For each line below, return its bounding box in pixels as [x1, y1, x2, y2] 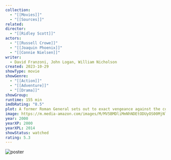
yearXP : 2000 [5, 120, 33, 126]
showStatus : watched [5, 130, 49, 135]
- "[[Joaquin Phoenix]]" [10, 45, 63, 50]
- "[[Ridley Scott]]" [10, 31, 56, 36]
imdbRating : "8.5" [5, 102, 44, 107]
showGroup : [5, 92, 28, 98]
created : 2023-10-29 [5, 64, 49, 69]
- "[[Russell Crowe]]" [10, 41, 58, 46]
